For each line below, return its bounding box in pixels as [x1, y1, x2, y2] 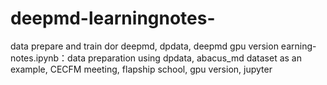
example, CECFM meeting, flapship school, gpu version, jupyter [10, 63, 273, 75]
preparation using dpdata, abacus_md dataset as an [87, 52, 302, 64]
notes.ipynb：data [10, 52, 87, 64]
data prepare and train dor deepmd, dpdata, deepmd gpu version [10, 40, 279, 52]
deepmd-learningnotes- [10, 7, 216, 30]
